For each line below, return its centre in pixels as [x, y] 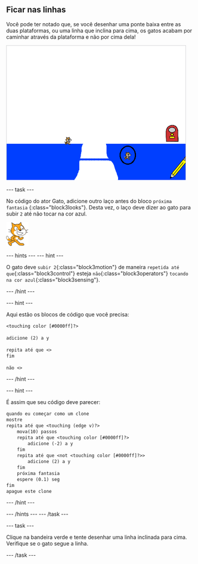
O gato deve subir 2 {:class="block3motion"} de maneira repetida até [93, 267]
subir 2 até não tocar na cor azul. [47, 214]
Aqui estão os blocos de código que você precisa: [68, 314]
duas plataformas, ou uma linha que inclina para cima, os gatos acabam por [99, 30]
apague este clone [29, 491]
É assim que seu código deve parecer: [53, 402]
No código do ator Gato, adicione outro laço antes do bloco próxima [89, 201]
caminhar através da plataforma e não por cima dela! [71, 37]
